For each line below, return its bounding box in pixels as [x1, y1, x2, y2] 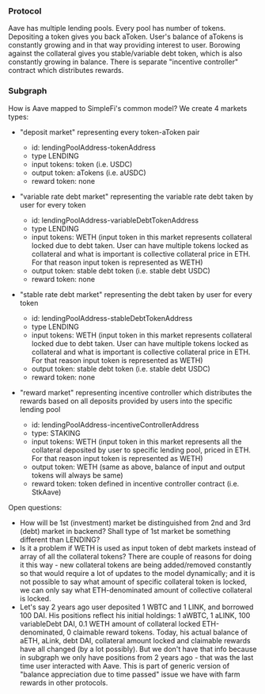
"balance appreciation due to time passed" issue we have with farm [19, 669, 240, 679]
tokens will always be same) [31, 470, 123, 480]
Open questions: [8, 502, 62, 512]
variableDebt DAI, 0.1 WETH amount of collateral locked [19, 619, 201, 628]
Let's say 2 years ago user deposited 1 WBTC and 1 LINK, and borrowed [19, 602, 254, 612]
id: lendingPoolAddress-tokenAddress [31, 143, 156, 152]
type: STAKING [31, 428, 81, 437]
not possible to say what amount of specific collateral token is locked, [19, 577, 248, 586]
